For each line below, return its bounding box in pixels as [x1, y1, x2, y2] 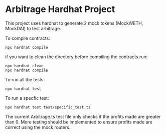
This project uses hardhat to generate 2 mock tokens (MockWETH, [5, 20, 143, 26]
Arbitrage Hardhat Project [5, 4, 115, 15]
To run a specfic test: [5, 95, 49, 101]
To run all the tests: [5, 76, 45, 82]
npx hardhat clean [5, 63, 44, 68]
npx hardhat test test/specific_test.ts [5, 104, 91, 110]
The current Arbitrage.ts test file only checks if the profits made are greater [5, 113, 161, 119]
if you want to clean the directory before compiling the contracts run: [5, 54, 148, 60]
